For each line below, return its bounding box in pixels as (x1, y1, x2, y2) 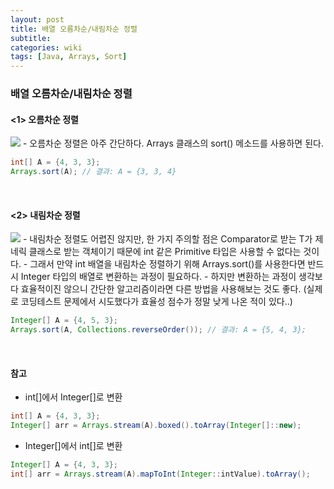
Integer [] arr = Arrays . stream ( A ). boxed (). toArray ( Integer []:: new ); (10, 421, 302, 431)
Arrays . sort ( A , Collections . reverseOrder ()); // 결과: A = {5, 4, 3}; (10, 325, 307, 335)
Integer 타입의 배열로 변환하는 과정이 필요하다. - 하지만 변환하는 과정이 (20, 271, 297, 283)
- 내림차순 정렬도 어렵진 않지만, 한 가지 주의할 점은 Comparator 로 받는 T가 (22, 233, 313, 245)
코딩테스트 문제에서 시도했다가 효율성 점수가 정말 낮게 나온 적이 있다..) (20, 296, 293, 308)
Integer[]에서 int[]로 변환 (24, 439, 123, 451)
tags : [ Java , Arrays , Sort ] (10, 52, 128, 62)
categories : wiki (10, 42, 83, 53)
